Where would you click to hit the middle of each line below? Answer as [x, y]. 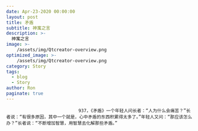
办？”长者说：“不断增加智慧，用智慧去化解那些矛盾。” [62, 123]
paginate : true [25, 93]
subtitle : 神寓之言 [28, 28]
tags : [13, 72]
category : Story [26, 66]
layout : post [22, 17]
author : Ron [21, 88]
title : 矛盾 [20, 22]
